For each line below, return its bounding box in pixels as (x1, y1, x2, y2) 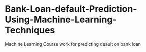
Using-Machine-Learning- (5, 14, 117, 25)
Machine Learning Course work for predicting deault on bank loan (5, 41, 141, 47)
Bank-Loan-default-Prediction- (5, 3, 137, 15)
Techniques (5, 25, 55, 36)
